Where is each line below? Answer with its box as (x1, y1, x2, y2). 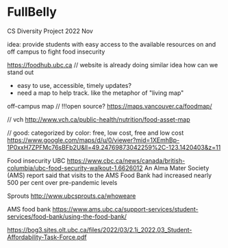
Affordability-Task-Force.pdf (7, 233, 87, 241)
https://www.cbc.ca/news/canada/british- (66, 156, 186, 165)
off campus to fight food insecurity (7, 47, 105, 56)
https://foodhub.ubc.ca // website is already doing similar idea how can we (7, 60, 218, 69)
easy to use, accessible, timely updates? (16, 81, 132, 89)
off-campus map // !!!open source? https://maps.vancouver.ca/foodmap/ (7, 102, 212, 110)
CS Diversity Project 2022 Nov (7, 27, 94, 35)
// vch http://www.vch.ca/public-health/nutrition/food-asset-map (7, 115, 190, 124)
